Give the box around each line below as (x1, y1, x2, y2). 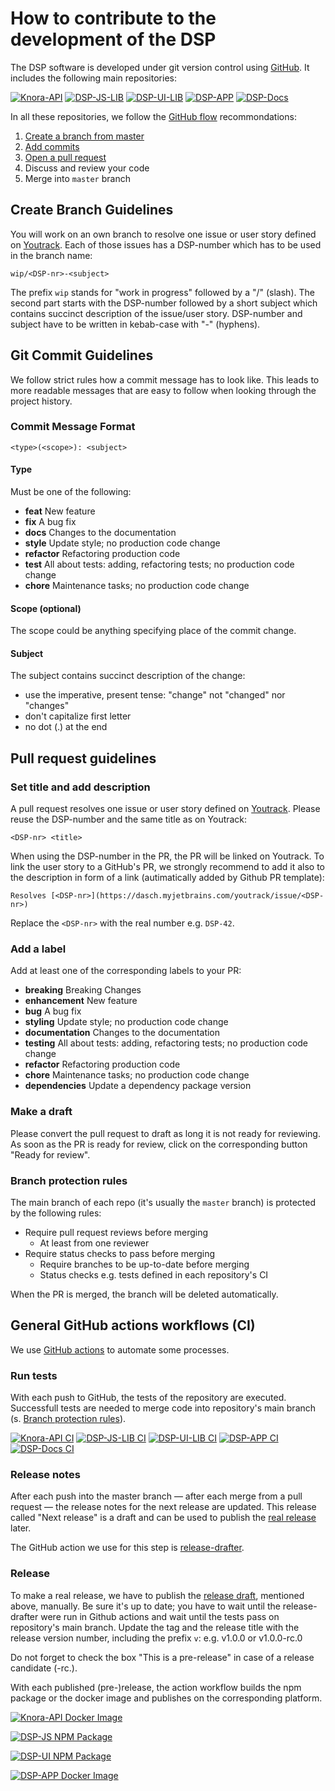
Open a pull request (24, 151, 107, 163)
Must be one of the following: (10, 486, 132, 498)
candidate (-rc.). (10, 1662, 78, 1674)
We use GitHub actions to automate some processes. (10, 1343, 230, 1356)
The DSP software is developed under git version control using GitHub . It (10, 61, 310, 73)
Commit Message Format (10, 420, 136, 434)
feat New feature (24, 505, 96, 517)
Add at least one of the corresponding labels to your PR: (10, 965, 242, 977)
